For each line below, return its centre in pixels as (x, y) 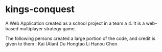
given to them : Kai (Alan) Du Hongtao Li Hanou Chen (61, 43)
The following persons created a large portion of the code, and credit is (80, 38)
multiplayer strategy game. (48, 28)
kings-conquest (40, 9)
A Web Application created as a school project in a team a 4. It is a (75, 23)
